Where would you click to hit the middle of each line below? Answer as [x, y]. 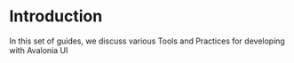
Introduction [56, 16]
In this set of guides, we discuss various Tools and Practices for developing [147, 41]
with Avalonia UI [39, 50]
